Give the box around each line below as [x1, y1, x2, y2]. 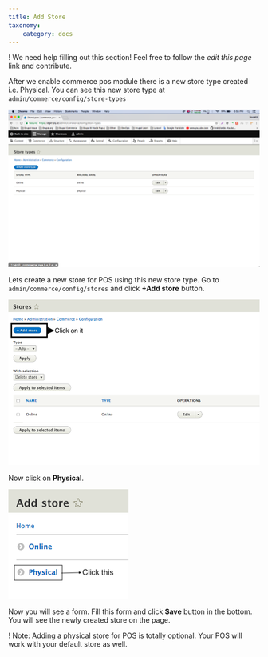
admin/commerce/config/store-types [8, 95, 127, 103]
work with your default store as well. [8, 639, 128, 649]
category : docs [22, 30, 73, 38]
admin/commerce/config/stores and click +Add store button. [8, 284, 205, 294]
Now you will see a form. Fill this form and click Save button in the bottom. [8, 607, 253, 616]
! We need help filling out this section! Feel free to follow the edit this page [8, 53, 253, 62]
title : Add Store [8, 13, 66, 21]
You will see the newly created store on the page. [8, 615, 171, 625]
